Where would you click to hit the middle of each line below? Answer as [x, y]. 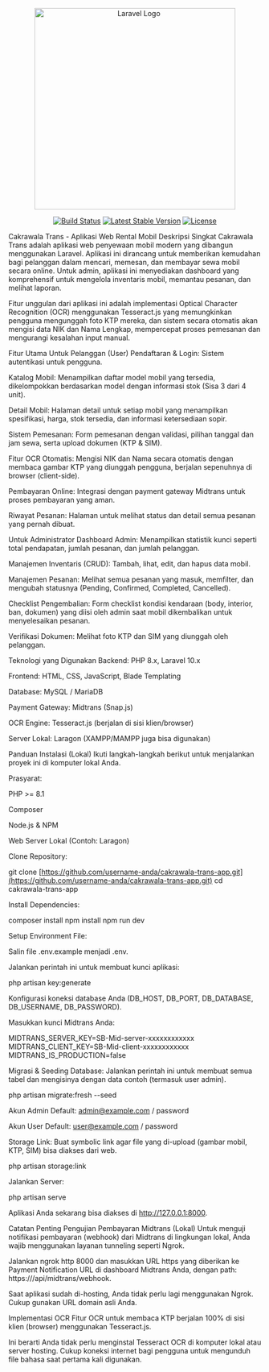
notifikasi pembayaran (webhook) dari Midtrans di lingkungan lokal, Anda [129, 1237]
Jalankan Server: [36, 1181]
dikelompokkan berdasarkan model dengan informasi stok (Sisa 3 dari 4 [127, 386]
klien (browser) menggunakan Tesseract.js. [80, 1326]
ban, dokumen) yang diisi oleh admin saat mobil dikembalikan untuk [120, 612]
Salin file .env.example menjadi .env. [68, 951]
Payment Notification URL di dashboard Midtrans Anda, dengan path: [123, 1270]
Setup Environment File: [48, 936]
